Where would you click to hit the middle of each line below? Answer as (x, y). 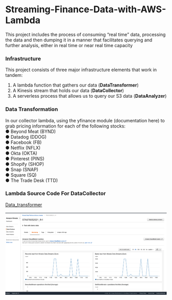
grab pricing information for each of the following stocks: (66, 126)
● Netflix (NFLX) (23, 147)
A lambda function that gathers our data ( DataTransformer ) (76, 85)
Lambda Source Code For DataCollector (56, 194)
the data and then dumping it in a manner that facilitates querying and (79, 40)
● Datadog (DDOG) (26, 137)
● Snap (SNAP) (22, 169)
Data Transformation (32, 110)
